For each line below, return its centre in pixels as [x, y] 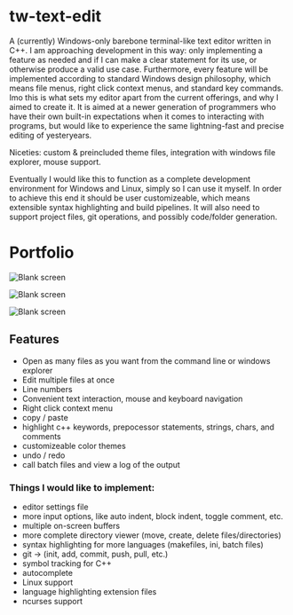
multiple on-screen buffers [71, 525]
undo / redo [44, 455]
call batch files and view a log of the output [101, 464]
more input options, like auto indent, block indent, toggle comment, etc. [153, 516]
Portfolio [42, 252]
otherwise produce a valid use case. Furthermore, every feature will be [139, 69]
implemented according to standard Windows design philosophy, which [140, 78]
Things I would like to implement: [82, 487]
